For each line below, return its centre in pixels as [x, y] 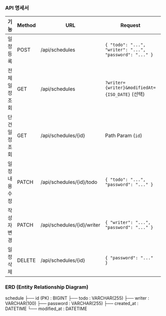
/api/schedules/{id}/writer [70, 225]
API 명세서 [17, 7]
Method [26, 25]
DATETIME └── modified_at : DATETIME [46, 309]
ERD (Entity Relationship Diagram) [47, 287]
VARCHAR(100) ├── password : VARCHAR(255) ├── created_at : [72, 303]
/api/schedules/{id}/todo [69, 182]
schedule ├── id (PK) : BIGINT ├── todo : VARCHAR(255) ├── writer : [77, 298]
